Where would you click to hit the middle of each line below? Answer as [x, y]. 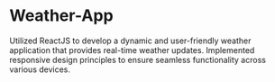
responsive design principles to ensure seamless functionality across [137, 59]
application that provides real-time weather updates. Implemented [132, 50]
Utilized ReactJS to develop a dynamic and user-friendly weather [130, 41]
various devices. [40, 69]
